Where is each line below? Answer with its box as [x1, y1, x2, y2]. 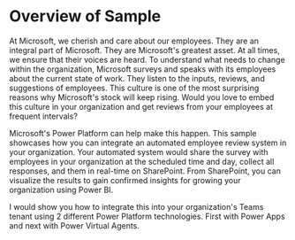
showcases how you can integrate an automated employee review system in [9, 137, 287, 148]
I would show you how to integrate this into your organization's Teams [9, 201, 264, 212]
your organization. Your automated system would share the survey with [9, 146, 269, 157]
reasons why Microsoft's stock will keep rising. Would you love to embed [9, 91, 275, 103]
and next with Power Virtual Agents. [9, 220, 140, 231]
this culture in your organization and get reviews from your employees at [9, 101, 274, 112]
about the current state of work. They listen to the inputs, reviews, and [9, 73, 265, 83]
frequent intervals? [9, 111, 78, 121]
